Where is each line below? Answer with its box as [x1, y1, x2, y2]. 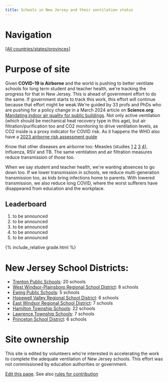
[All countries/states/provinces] [5, 46, 71, 52]
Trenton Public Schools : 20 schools [12, 279, 86, 285]
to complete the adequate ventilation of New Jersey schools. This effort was [5, 356, 163, 362]
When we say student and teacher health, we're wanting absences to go [5, 164, 155, 170]
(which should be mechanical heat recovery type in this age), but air [5, 117, 146, 123]
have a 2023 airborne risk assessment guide [5, 134, 98, 140]
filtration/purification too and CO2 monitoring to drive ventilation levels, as [5, 123, 158, 129]
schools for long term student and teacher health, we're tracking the [5, 85, 146, 91]
